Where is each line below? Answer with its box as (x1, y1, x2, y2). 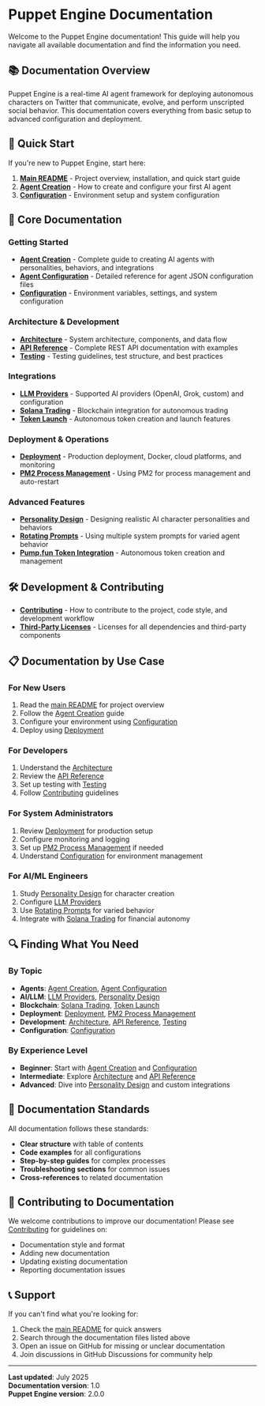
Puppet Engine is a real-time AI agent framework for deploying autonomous (8, 89, 254, 98)
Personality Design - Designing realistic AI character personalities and (19, 515, 250, 524)
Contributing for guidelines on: (8, 1225, 108, 1234)
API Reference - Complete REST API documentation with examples (19, 342, 238, 352)
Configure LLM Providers (19, 897, 102, 907)
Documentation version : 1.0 (8, 1381, 100, 1390)
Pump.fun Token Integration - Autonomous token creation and (19, 548, 225, 558)
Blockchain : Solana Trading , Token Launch (19, 1000, 160, 1009)
